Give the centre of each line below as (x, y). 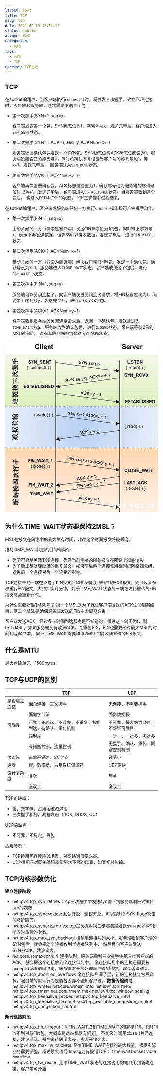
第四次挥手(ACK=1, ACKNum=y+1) (46, 311)
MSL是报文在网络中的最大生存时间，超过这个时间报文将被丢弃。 (69, 539)
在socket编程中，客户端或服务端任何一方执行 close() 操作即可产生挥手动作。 (81, 208)
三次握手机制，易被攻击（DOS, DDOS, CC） (56, 814)
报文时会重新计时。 (24, 594)
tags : (10, 51)
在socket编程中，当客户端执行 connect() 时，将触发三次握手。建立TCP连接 (79, 99)
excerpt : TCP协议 (22, 67)
